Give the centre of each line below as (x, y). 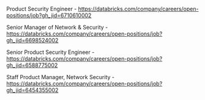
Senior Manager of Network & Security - (57, 27)
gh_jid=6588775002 (32, 65)
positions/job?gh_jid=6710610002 (49, 15)
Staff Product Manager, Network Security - (61, 77)
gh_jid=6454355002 (32, 90)
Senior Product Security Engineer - (50, 52)
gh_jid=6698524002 (32, 40)
